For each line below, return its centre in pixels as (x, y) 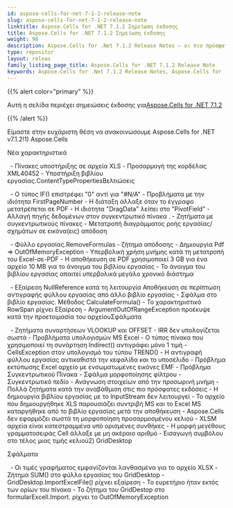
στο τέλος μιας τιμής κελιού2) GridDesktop (70, 440)
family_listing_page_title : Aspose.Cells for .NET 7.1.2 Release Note (111, 65)
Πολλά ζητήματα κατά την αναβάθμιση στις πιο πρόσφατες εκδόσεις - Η (113, 389)
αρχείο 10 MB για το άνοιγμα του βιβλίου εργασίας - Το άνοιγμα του (106, 266)
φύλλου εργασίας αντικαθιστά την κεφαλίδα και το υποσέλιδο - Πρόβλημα (116, 359)
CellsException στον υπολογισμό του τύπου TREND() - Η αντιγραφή (105, 352)
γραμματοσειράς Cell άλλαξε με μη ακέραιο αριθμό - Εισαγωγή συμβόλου (115, 433)
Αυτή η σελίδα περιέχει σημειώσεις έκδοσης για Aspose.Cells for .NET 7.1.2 (115, 105)
